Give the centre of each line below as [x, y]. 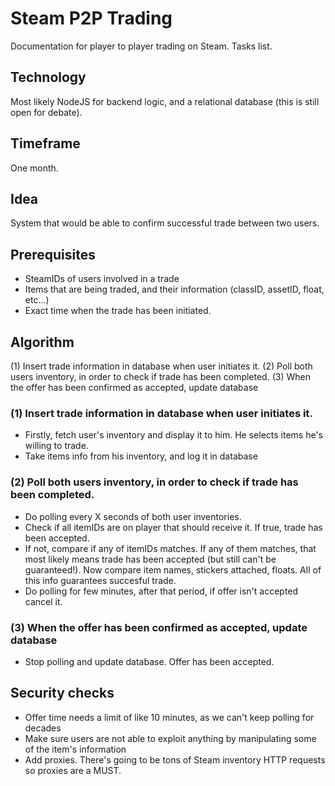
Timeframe [45, 143]
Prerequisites [53, 254]
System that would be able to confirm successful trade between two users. [165, 223]
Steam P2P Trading [91, 18]
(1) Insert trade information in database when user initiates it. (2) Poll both [161, 366]
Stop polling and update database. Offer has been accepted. [149, 661]
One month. [34, 168]
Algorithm [42, 342]
